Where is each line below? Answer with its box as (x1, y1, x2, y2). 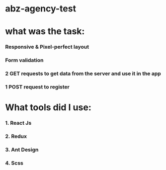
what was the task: (5, 26, 85, 37)
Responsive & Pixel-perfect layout (5, 43, 89, 50)
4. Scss (5, 160, 24, 167)
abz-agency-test (5, 3, 76, 14)
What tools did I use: (5, 102, 92, 113)
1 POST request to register (5, 84, 70, 90)
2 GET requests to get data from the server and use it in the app (5, 70, 162, 77)
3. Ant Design (5, 146, 39, 153)
